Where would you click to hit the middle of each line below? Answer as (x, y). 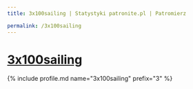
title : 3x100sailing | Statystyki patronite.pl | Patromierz (97, 13)
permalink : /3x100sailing (44, 26)
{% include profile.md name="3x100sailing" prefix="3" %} (90, 79)
